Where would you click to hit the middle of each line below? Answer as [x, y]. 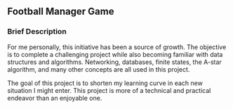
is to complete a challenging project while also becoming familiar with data [115, 54]
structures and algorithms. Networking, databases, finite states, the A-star [115, 62]
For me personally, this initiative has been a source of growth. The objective [117, 47]
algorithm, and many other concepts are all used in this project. [99, 69]
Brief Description [37, 32]
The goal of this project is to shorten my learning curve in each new [105, 83]
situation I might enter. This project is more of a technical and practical [109, 90]
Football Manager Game [61, 12]
